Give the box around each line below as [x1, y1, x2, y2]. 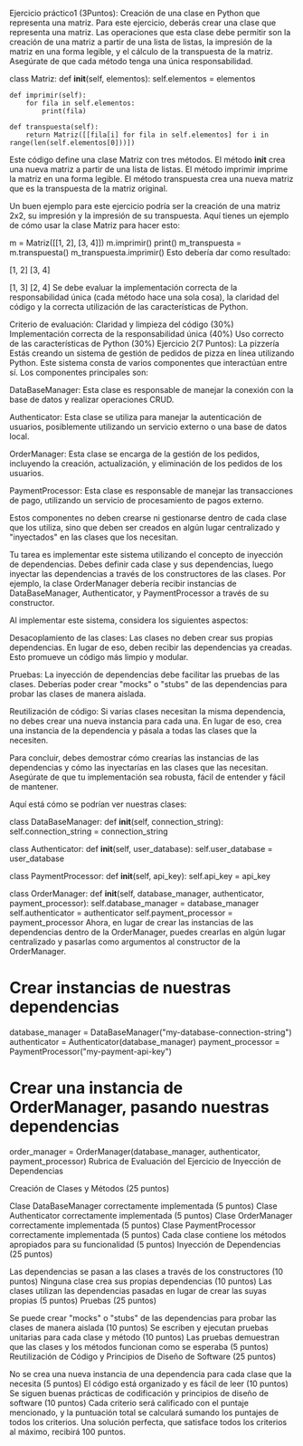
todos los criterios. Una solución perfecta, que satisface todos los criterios [9, 1416, 288, 1427]
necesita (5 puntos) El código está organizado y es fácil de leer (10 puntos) [9, 1378, 289, 1389]
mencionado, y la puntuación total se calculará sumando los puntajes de [9, 1407, 279, 1418]
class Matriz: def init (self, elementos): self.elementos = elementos [9, 73, 256, 84]
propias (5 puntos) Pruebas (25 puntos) [9, 1295, 156, 1306]
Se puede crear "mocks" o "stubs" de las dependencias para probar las [9, 1312, 278, 1323]
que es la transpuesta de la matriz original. [9, 183, 168, 194]
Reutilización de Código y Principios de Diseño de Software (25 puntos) [9, 1351, 277, 1362]
